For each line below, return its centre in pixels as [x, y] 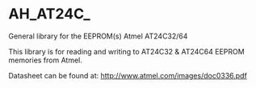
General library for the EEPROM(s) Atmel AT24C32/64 [98, 36]
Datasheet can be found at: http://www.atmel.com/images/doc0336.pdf [128, 75]
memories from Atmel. [46, 60]
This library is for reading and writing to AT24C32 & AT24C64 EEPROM [126, 51]
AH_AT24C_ [49, 14]
